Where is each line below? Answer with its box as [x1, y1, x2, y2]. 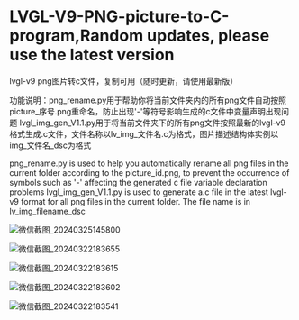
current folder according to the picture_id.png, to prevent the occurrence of [9, 167, 290, 178]
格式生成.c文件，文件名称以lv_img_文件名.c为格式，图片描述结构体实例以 [9, 128, 279, 139]
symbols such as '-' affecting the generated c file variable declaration [9, 177, 267, 187]
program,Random [9, 25, 144, 46]
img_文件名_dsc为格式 [9, 140, 92, 151]
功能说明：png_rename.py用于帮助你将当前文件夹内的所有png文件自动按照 [9, 95, 286, 105]
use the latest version [9, 45, 175, 65]
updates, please [147, 25, 270, 46]
